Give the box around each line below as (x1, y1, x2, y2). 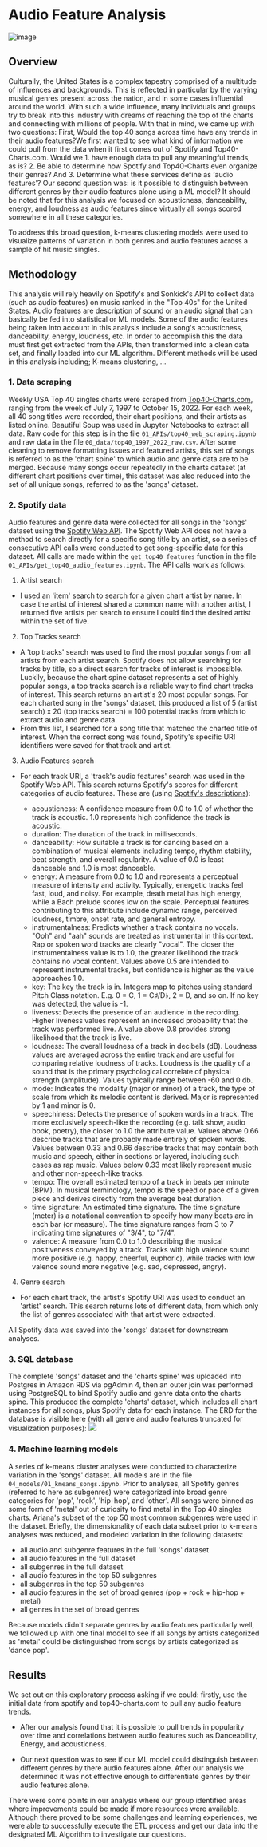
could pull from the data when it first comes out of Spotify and (8, 144, 213, 153)
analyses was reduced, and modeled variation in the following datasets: (8, 1529, 244, 1539)
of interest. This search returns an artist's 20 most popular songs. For (19, 690, 249, 699)
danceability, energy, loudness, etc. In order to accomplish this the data (8, 331, 243, 341)
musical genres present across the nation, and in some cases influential (8, 93, 244, 103)
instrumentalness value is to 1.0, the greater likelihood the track (31, 948, 239, 958)
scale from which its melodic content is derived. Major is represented (31, 1092, 259, 1102)
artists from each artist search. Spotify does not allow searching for (19, 656, 241, 666)
